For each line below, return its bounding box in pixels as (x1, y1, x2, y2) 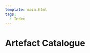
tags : (5, 12, 16, 17)
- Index (9, 16, 26, 21)
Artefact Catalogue (5, 37, 85, 49)
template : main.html (5, 7, 48, 12)
